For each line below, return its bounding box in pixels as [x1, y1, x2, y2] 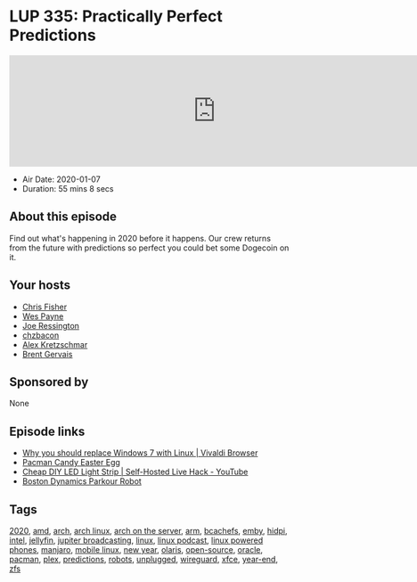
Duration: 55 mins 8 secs [21, 183, 114, 193]
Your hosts [9, 278, 71, 293]
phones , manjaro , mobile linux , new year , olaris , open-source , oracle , [9, 545, 263, 554]
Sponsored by [9, 374, 89, 389]
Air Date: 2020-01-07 [21, 174, 101, 184]
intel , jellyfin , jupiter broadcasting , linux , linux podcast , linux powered [9, 535, 264, 545]
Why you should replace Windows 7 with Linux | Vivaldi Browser [21, 447, 258, 458]
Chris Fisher [21, 301, 68, 312]
